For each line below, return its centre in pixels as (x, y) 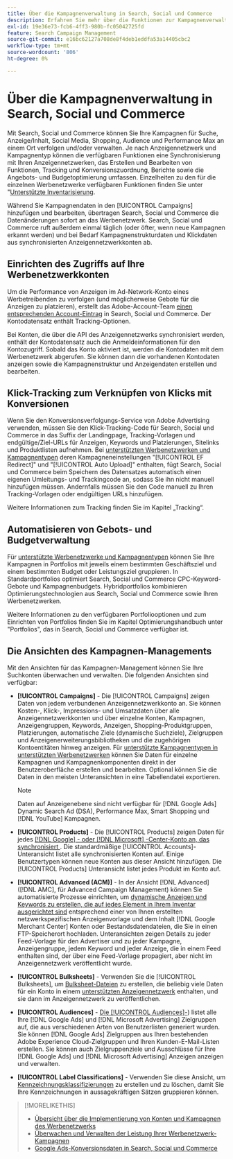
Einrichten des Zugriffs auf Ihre (76, 264)
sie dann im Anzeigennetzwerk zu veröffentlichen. (89, 998)
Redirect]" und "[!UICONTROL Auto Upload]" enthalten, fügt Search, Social (114, 464)
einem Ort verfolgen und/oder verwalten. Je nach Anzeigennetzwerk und (112, 148)
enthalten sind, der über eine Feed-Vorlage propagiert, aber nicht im (115, 956)
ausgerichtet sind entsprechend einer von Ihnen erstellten (100, 912)
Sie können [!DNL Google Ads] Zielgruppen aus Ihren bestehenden (113, 1034)
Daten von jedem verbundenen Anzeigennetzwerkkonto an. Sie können (119, 703)
